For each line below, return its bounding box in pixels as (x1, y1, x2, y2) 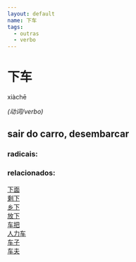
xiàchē (7, 93, 27, 101)
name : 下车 (7, 17, 37, 24)
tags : (7, 23, 23, 30)
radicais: (7, 149, 39, 159)
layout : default (7, 10, 55, 18)
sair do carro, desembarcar (7, 128, 130, 140)
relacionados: (7, 168, 56, 178)
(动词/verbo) (7, 107, 44, 116)
